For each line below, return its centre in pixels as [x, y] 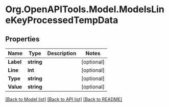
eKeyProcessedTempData [62, 20]
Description [62, 53]
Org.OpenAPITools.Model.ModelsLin [85, 9]
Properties [22, 39]
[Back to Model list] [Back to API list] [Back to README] [64, 99]
